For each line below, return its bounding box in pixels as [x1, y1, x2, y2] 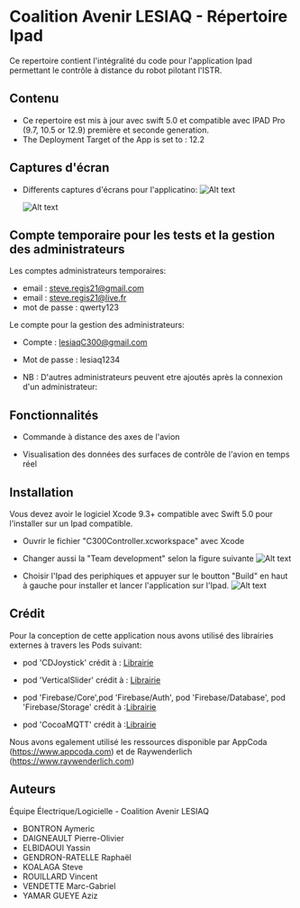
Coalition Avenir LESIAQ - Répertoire [9, 6, 288, 27]
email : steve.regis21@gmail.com [22, 283, 144, 294]
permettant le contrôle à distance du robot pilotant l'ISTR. [9, 65, 223, 76]
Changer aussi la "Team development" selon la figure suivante [22, 553, 254, 564]
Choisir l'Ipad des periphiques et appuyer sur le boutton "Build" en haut [22, 570, 288, 581]
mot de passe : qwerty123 [22, 302, 120, 313]
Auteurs [9, 782, 57, 797]
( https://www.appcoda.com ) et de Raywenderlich [9, 746, 193, 757]
